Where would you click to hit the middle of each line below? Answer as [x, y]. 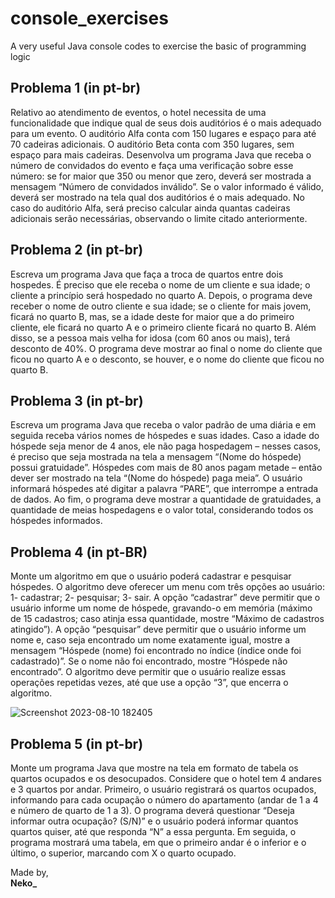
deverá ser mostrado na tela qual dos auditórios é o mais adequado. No [157, 197]
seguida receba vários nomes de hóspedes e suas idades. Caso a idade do [165, 436]
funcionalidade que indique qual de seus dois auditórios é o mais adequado [166, 123]
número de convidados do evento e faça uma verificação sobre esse [152, 165]
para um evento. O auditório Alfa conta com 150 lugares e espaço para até [163, 133]
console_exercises [89, 18]
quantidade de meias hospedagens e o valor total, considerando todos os [162, 510]
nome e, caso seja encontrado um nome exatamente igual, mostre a [150, 640]
